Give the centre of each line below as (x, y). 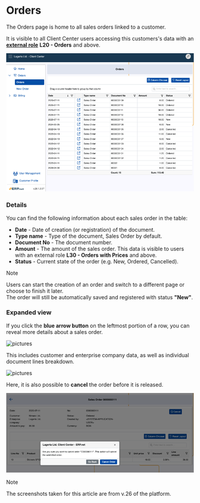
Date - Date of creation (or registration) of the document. (85, 229)
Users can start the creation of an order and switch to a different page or (95, 284)
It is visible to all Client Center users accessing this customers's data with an (100, 38)
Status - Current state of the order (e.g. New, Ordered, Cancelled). (96, 261)
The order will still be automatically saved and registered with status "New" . (100, 297)
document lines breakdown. (40, 361)
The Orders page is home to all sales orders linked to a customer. (86, 27)
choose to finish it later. (35, 291)
